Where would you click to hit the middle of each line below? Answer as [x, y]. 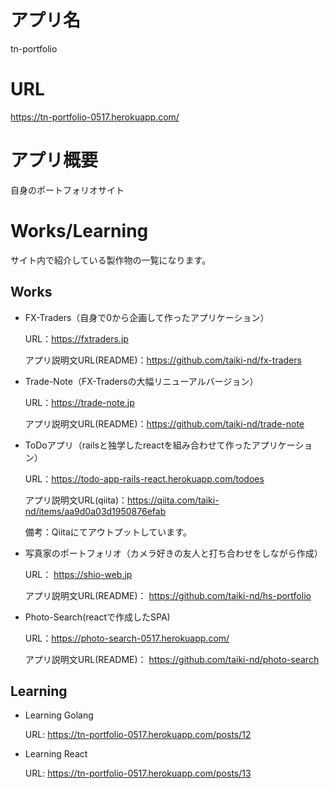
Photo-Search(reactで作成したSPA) [97, 617]
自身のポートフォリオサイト [67, 190]
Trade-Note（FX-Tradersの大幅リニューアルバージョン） [141, 381]
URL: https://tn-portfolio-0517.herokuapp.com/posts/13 [138, 773]
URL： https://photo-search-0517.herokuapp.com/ [127, 638]
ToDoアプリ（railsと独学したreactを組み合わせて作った [138, 445]
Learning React [56, 754]
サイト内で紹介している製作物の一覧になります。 [111, 260]
